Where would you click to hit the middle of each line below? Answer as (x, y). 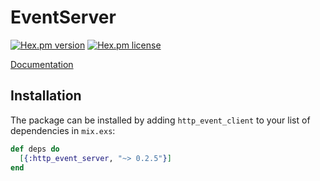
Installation (46, 96)
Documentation (42, 64)
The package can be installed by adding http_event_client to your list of (160, 120)
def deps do (35, 149)
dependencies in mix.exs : (63, 130)
